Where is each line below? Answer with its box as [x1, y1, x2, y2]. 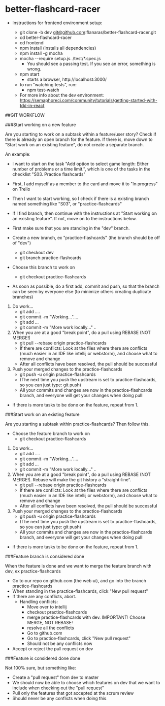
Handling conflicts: [19, 599, 58, 605]
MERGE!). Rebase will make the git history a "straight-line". [12, 476, 132, 482]
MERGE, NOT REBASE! [27, 619, 73, 625]
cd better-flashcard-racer [19, 34, 72, 40]
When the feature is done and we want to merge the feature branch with [5, 563, 152, 569]
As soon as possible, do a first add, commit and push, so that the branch [12, 283, 160, 289]
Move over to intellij [27, 604, 67, 609]
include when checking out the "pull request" [12, 685, 104, 691]
